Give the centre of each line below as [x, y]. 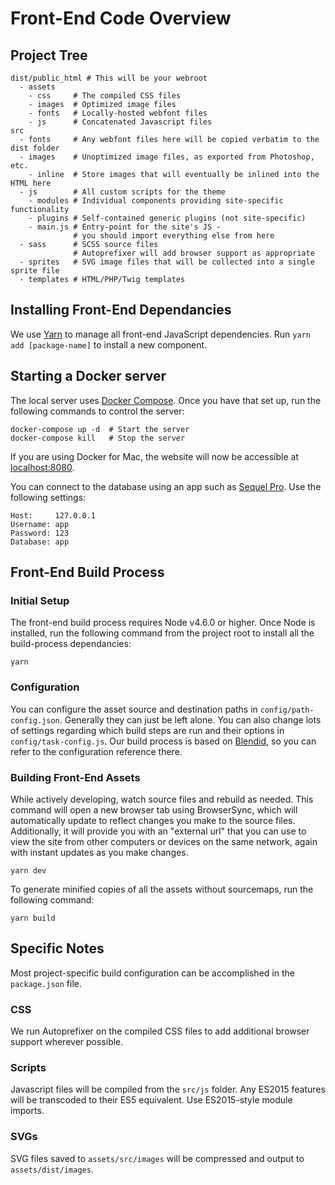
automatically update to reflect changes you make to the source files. [153, 820]
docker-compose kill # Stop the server [98, 438]
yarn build [33, 918]
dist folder [35, 148]
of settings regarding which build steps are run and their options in [147, 730]
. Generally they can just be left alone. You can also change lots [190, 719]
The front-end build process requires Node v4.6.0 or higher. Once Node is [163, 623]
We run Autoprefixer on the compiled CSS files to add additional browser [160, 1031]
